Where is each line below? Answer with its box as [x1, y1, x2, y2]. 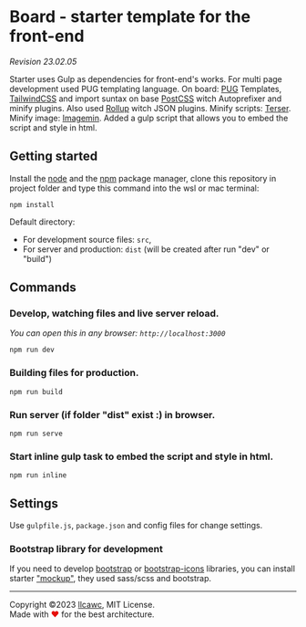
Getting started [9, 149, 98, 164]
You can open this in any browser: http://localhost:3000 [9, 328, 226, 339]
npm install [9, 200, 55, 209]
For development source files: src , [22, 234, 152, 245]
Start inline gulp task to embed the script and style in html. [9, 450, 274, 463]
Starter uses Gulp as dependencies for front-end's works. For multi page [9, 73, 282, 84]
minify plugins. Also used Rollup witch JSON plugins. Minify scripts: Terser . [9, 102, 291, 113]
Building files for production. [9, 367, 139, 380]
